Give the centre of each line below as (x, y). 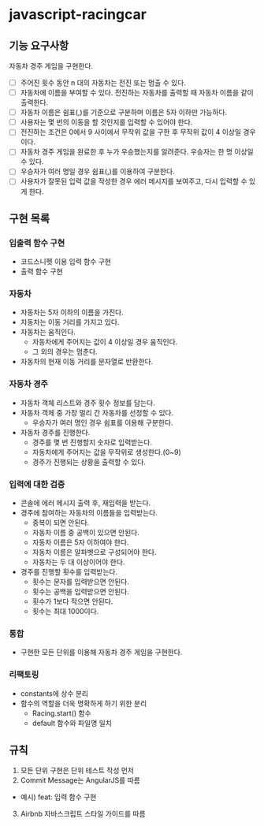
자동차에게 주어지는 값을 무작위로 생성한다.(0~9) (107, 452)
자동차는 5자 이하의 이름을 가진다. (72, 312)
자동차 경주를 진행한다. (55, 432)
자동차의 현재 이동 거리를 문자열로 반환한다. (87, 362)
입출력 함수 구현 (37, 243)
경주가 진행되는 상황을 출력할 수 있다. (89, 462)
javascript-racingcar (78, 15)
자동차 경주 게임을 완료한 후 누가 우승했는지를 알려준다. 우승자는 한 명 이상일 (137, 152)
